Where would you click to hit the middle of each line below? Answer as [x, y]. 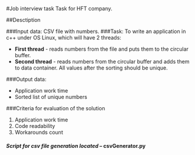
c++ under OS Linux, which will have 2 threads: [64, 37]
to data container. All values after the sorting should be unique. [91, 68]
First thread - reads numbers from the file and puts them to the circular [102, 49]
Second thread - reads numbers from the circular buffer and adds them [102, 62]
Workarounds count [39, 132]
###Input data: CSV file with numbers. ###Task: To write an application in [96, 31]
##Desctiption [23, 20]
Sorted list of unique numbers [51, 97]
